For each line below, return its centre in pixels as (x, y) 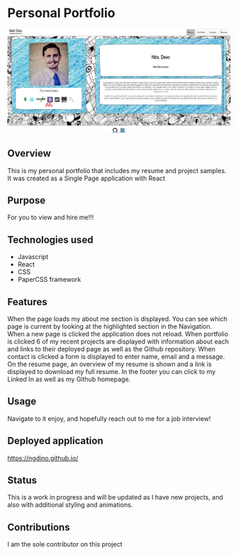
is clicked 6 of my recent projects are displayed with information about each (118, 341)
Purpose (27, 200)
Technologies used (50, 240)
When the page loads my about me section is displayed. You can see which (118, 319)
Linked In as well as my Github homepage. (69, 379)
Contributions (39, 527)
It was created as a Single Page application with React (86, 178)
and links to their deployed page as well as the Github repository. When (112, 348)
